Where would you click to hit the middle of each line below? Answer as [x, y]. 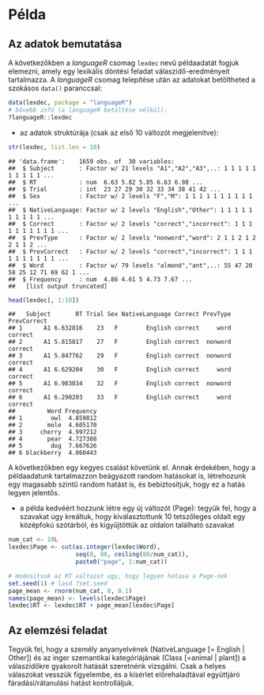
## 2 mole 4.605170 [53, 426]
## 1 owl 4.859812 [53, 418]
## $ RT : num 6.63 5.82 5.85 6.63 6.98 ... [106, 182]
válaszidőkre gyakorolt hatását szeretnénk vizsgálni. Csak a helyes [117, 666]
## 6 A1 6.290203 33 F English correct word [120, 398]
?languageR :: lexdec [40, 117]
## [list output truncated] [58, 286]
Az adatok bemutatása [65, 44]
